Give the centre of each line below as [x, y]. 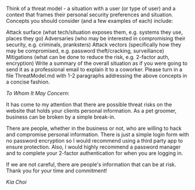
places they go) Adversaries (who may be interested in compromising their [96, 38]
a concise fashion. [28, 82]
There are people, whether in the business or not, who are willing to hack [94, 128]
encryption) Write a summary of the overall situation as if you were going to [97, 63]
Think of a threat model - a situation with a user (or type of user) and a [91, 8]
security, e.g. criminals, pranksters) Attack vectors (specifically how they [94, 44]
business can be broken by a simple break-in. [61, 117]
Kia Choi [16, 182]
